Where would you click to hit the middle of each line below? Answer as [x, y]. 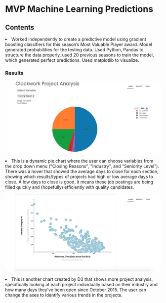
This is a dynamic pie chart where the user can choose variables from [83, 161]
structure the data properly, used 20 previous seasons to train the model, [80, 55]
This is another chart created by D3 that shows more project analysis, [82, 279]
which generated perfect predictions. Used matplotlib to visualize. [72, 60]
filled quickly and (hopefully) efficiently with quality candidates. [70, 187]
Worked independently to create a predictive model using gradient [79, 39]
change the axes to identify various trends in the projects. [64, 295]
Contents [20, 27]
